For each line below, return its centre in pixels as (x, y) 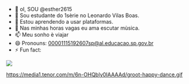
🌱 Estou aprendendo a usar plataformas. (64, 22)
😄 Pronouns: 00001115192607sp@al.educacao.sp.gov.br (84, 43)
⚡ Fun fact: (28, 50)
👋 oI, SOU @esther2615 (43, 9)
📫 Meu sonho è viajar (42, 35)
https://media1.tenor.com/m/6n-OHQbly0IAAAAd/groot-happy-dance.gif (94, 75)
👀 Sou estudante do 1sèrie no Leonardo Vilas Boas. (77, 15)
